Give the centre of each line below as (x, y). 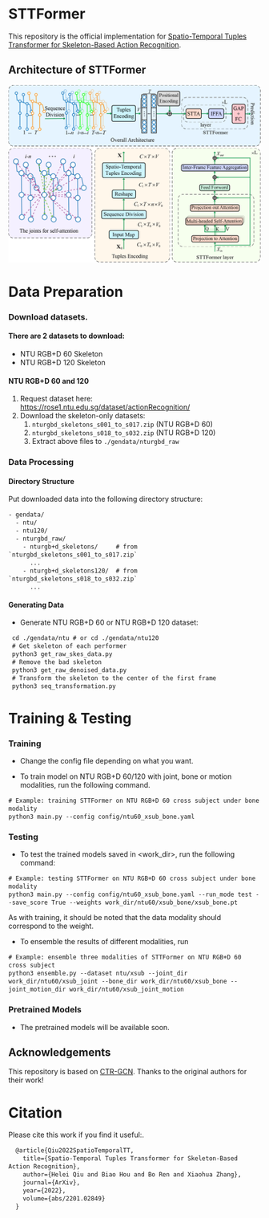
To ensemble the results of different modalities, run (104, 942)
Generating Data (36, 605)
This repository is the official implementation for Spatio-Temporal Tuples (127, 36)
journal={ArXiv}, (52, 1183)
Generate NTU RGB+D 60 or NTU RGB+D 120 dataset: (109, 622)
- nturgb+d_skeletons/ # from (80, 547)
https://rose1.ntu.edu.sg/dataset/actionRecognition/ (105, 407)
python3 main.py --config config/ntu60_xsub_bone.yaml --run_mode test (130, 895)
